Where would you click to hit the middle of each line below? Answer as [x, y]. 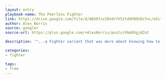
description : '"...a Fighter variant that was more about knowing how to [83, 42]
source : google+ [22, 28]
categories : [17, 50]
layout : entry [20, 10]
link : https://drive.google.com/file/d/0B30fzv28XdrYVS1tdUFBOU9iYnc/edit [84, 19]
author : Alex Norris [26, 23]
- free [12, 69]
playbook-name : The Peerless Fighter [44, 14]
